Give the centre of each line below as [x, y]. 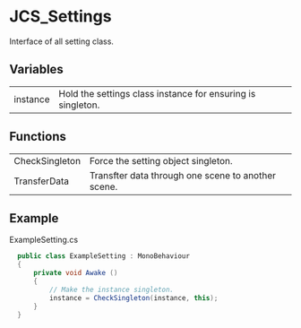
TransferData [42, 181]
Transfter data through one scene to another [182, 175]
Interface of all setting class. [62, 41]
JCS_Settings [60, 17]
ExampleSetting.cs [44, 240]
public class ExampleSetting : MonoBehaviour [104, 256]
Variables [37, 69]
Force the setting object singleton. [161, 160]
